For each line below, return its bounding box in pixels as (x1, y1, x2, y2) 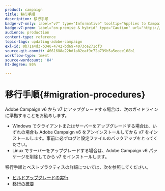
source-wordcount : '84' (5, 58, 54, 63)
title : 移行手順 (5, 12, 35, 17)
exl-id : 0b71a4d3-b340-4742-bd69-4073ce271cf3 (5, 44, 102, 49)
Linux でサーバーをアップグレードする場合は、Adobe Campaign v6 (12, 148, 148, 154)
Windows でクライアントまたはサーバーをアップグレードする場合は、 (12, 123, 153, 129)
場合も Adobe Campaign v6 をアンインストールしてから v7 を (25, 129, 150, 135)
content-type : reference (5, 35, 56, 40)
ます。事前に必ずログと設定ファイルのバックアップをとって (33, 135, 154, 141)
